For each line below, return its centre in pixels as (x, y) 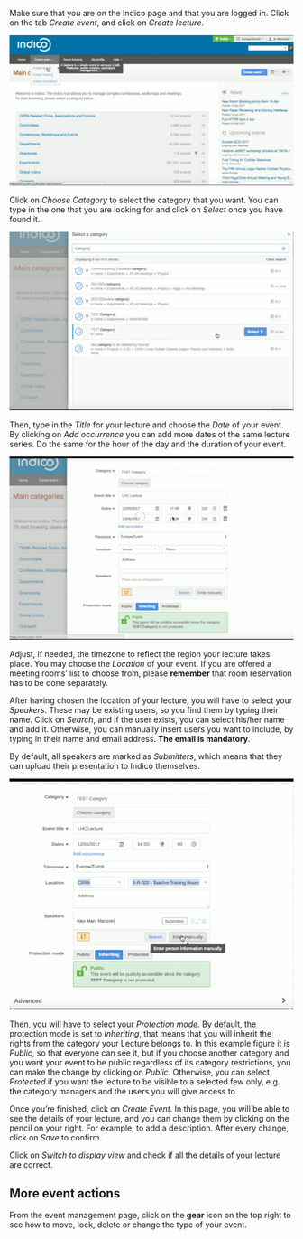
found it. (25, 219)
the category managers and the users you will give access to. (124, 1092)
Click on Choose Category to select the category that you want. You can (144, 200)
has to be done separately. (59, 683)
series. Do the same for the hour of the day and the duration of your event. (148, 444)
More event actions (65, 1193)
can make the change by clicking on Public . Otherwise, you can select (140, 1072)
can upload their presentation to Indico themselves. (105, 766)
